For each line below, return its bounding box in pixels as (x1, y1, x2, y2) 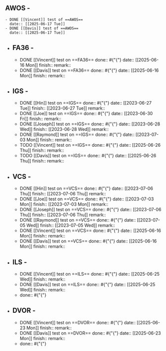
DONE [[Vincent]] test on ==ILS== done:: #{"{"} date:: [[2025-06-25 (19, 271, 160, 277)
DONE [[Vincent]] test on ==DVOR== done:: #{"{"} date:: (19, 319, 136, 325)
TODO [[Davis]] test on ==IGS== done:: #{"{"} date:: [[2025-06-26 (19, 153, 157, 159)
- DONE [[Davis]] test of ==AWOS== (5, 26, 79, 31)
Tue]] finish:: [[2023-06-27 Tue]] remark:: (19, 105, 106, 111)
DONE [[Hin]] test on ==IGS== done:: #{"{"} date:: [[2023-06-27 (19, 100, 152, 106)
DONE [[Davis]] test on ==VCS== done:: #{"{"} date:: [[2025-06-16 (19, 238, 157, 244)
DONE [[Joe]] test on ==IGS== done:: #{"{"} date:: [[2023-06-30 (19, 111, 153, 117)
